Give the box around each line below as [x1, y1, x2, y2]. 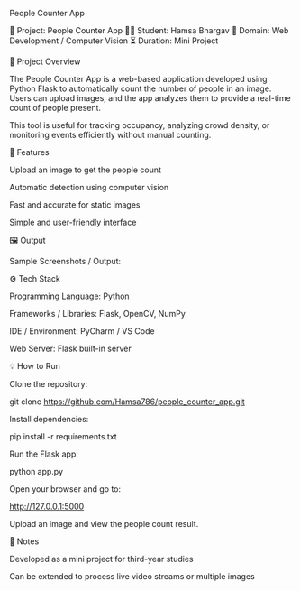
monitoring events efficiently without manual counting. [9, 130, 212, 140]
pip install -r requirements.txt [9, 431, 117, 441]
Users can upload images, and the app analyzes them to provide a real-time [9, 93, 291, 103]
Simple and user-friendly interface [9, 217, 137, 227]
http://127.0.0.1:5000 [9, 501, 85, 512]
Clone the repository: [9, 379, 88, 389]
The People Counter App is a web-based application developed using [9, 74, 268, 84]
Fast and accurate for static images [9, 199, 141, 210]
